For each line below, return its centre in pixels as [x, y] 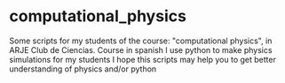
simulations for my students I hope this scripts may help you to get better [143, 59]
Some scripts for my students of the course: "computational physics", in [141, 41]
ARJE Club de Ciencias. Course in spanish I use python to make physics [141, 49]
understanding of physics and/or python [83, 69]
